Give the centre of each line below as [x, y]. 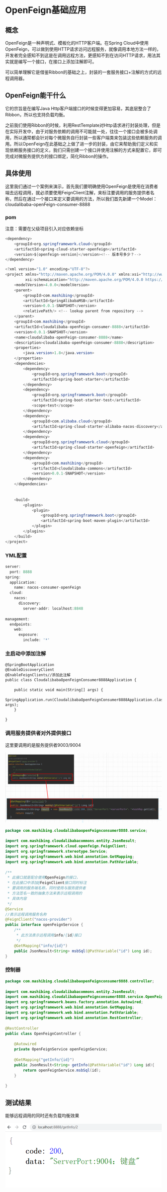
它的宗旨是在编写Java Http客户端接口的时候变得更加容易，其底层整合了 [78, 108]
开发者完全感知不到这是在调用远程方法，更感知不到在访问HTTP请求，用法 [81, 55]
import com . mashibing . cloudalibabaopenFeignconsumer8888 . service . [75, 997]
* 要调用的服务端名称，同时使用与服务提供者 [46, 888]
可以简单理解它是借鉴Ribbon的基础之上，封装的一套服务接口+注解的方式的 [81, 72]
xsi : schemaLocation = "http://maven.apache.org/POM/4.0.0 [84, 280]
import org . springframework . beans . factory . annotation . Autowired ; [74, 1002]
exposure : [28, 635]
